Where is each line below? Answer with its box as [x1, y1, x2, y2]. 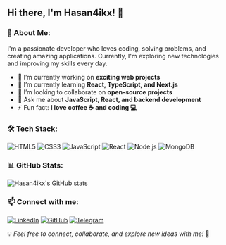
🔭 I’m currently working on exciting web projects [17, 73, 161, 81]
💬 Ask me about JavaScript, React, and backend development [17, 95, 201, 103]
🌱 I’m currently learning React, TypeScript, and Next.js [17, 80, 178, 89]
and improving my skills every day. [7, 59, 108, 68]
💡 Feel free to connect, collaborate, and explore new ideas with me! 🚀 [7, 230, 210, 238]
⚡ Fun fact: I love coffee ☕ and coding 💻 [17, 103, 137, 111]
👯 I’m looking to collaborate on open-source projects [17, 87, 172, 96]
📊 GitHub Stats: [7, 160, 63, 170]
